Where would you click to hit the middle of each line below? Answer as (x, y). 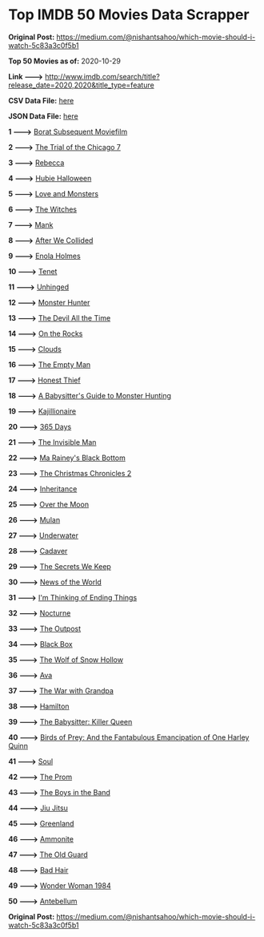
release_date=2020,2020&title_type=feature (81, 85)
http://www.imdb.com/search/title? (102, 76)
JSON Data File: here (43, 116)
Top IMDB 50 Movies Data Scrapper (129, 15)
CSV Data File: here (41, 100)
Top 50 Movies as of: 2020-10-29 (65, 61)
